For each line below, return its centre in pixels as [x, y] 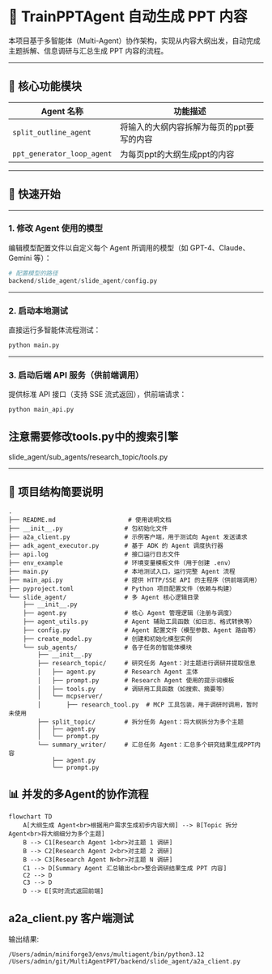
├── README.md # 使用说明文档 [90, 519]
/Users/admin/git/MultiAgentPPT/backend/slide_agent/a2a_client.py [125, 962]
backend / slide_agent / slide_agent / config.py [83, 280]
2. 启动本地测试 [38, 310]
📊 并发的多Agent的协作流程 [79, 794]
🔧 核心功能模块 [45, 86]
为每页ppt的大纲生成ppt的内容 [177, 154]
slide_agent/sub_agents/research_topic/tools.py [88, 457]
